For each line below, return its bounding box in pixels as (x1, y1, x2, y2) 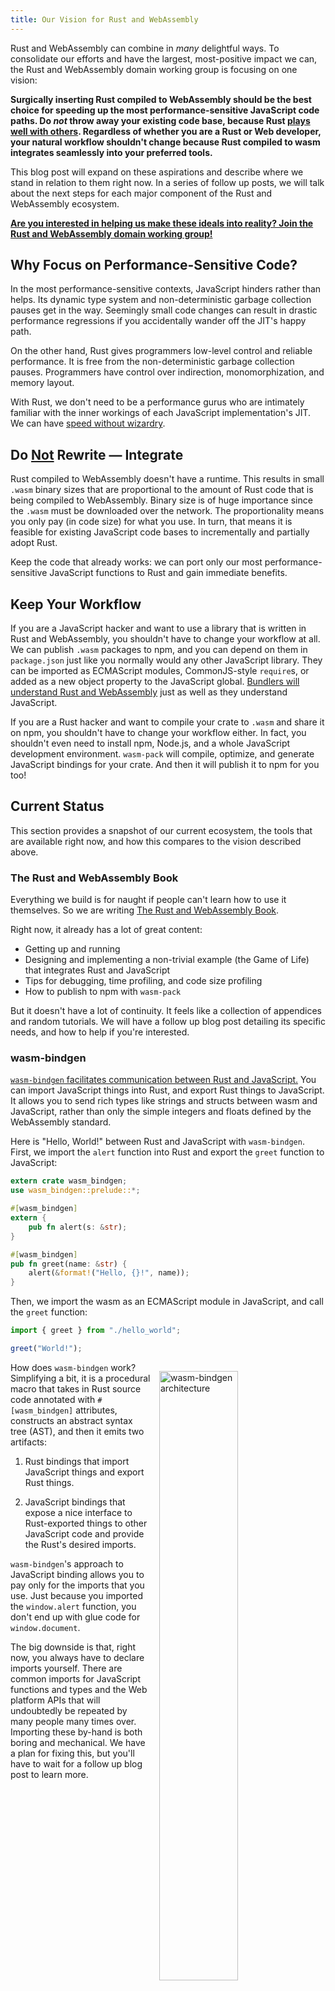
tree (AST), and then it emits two (10, 1425, 145, 1437)
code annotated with (10, 1393, 96, 1405)
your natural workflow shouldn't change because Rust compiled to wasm (10, 136, 321, 148)
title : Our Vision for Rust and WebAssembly (10, 14, 199, 25)
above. (10, 846, 39, 858)
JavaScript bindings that (24, 1496, 126, 1508)
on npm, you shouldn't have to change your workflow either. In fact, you (10, 727, 307, 739)
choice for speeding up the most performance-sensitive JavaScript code (10, 104, 320, 116)
